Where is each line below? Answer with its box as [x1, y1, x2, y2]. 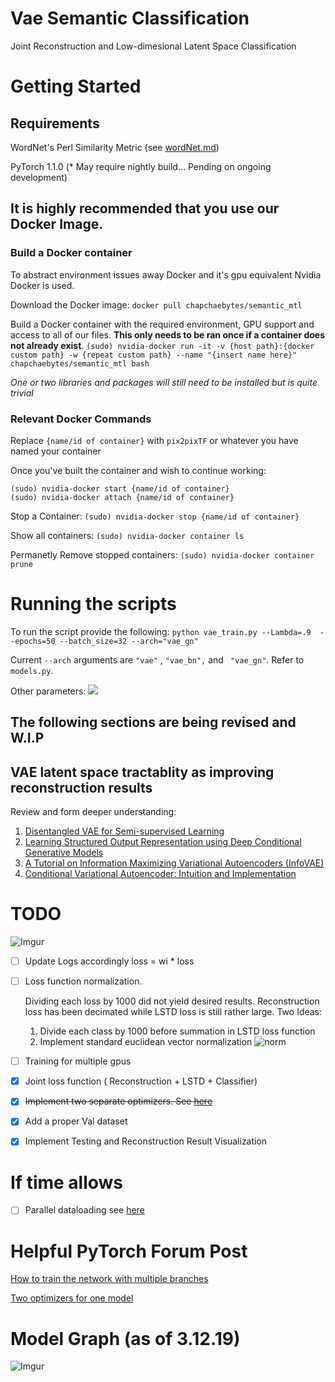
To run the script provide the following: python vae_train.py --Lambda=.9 [10, 625, 312, 637]
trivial [10, 387, 34, 399]
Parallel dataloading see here [24, 1204, 145, 1216]
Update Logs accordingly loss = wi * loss [24, 955, 195, 967]
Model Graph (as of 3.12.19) [10, 1327, 241, 1350]
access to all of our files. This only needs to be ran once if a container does [10, 328, 326, 341]
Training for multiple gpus [24, 1055, 132, 1067]
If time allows [10, 1171, 124, 1194]
